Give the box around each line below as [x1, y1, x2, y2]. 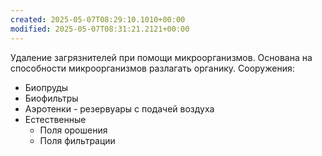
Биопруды [24, 81, 69, 93]
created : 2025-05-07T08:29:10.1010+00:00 [10, 14, 186, 25]
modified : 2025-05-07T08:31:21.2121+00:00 [10, 24, 190, 34]
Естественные [24, 113, 87, 125]
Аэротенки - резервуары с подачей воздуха [24, 102, 215, 115]
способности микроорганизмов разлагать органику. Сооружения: [10, 62, 295, 74]
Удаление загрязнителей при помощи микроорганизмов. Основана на [10, 51, 313, 63]
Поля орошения [39, 124, 108, 136]
